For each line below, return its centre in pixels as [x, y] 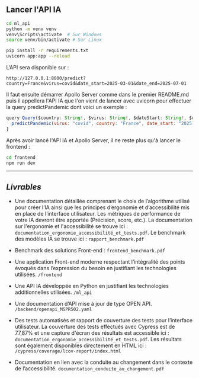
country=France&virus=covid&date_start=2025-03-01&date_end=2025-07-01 [96, 84]
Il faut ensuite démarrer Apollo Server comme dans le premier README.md [98, 95]
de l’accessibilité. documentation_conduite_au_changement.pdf [89, 369]
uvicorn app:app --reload [38, 56]
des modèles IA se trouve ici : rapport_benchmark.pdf [79, 239]
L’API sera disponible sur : [38, 68]
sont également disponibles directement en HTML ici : [81, 345]
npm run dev [21, 163]
